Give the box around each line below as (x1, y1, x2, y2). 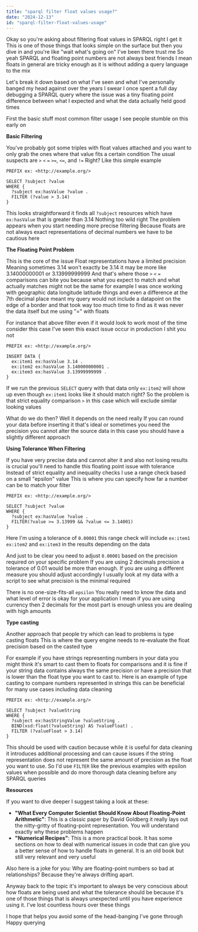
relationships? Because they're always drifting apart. (6, 871, 134, 878)
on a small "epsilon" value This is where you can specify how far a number (6, 475, 188, 483)
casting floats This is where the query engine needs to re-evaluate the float (6, 637, 190, 644)
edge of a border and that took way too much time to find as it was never (6, 302, 184, 309)
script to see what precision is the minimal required (6, 577, 131, 585)
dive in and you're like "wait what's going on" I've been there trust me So (6, 48, 184, 56)
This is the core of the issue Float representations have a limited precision (6, 258, 186, 265)
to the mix (6, 67, 31, 74)
